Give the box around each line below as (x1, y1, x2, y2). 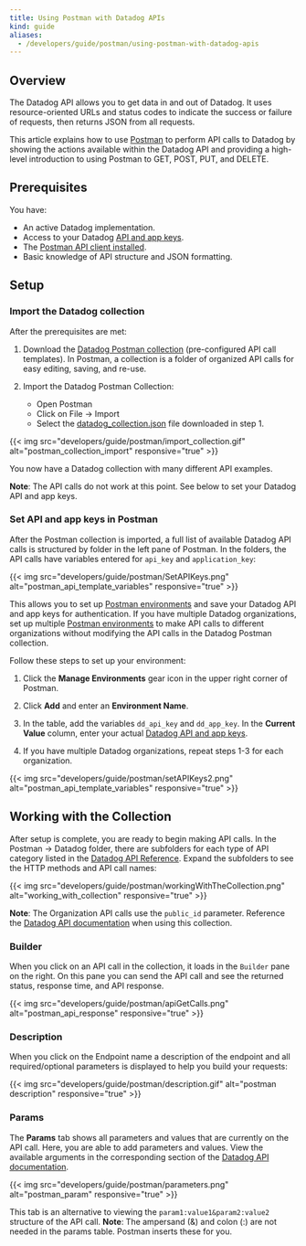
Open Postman (36, 399, 93, 410)
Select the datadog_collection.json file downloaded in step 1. (36, 418, 265, 429)
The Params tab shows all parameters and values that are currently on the (9, 1132, 290, 1143)
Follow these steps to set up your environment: (9, 655, 186, 666)
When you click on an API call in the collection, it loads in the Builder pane (9, 961, 290, 972)
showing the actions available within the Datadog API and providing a (9, 144, 270, 155)
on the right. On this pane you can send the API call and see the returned (9, 970, 284, 981)
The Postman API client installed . (22, 241, 147, 252)
